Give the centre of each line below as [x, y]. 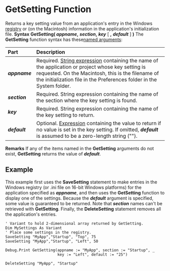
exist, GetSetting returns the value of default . [53, 153]
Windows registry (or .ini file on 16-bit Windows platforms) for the [73, 187]
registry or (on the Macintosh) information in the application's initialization [82, 28]
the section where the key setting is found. [87, 100]
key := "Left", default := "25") [93, 254]
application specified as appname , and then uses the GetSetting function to [85, 192]
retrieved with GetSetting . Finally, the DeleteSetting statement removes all [83, 209]
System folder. [54, 86]
